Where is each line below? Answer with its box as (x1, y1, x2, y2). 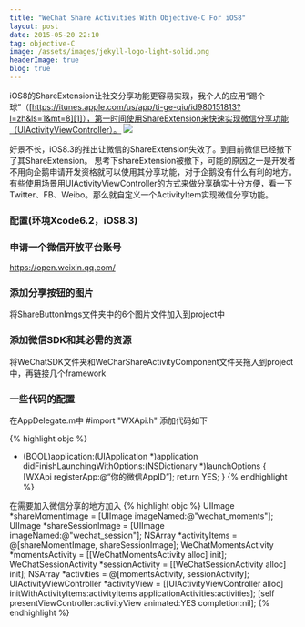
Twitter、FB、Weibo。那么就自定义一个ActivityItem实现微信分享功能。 (9, 188, 274, 200)
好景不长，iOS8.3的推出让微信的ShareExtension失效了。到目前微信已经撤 (9, 143, 285, 155)
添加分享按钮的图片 (9, 287, 94, 299)
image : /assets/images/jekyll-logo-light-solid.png (9, 47, 209, 56)
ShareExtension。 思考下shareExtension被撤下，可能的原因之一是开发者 (25, 155, 296, 166)
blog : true (9, 65, 51, 74)
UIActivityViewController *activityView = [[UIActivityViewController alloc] (9, 578, 284, 589)
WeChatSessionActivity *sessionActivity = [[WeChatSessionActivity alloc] (9, 559, 287, 570)
